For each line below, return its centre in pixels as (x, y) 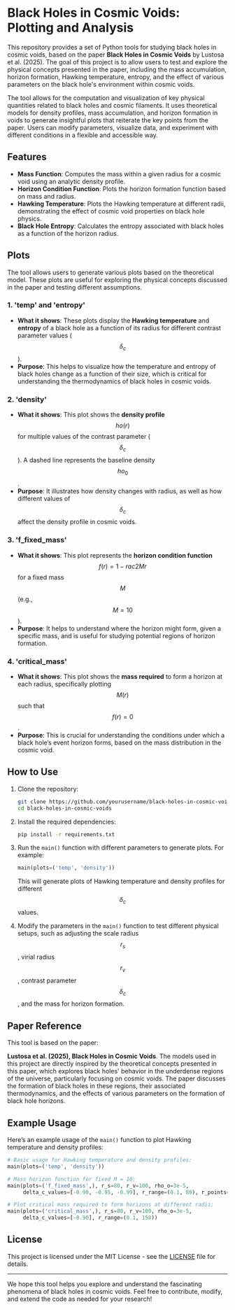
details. (18, 1264)
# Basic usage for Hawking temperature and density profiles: (100, 1160)
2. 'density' (27, 399)
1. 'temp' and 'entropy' (47, 305)
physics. (29, 218)
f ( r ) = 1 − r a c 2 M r (123, 566)
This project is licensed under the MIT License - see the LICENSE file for (111, 1256)
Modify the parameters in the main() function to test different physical (118, 926)
